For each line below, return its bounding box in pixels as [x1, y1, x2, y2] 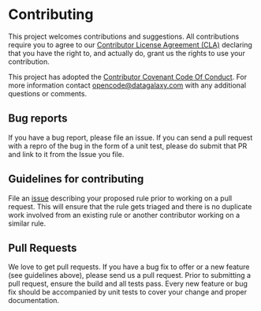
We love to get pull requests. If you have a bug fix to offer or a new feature [8, 262, 250, 272]
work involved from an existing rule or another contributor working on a [8, 210, 240, 219]
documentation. [8, 296, 60, 305]
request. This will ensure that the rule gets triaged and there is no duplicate [8, 201, 252, 211]
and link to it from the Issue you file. [8, 149, 125, 159]
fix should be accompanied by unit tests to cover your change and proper [8, 287, 247, 297]
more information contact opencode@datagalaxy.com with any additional [8, 81, 247, 90]
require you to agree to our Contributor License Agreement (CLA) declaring [8, 39, 252, 49]
